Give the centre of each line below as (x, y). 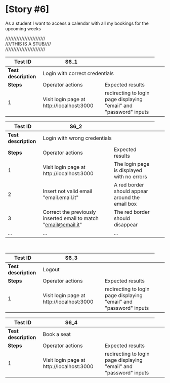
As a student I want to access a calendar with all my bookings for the (77, 23)
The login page (132, 164)
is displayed (128, 170)
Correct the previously (69, 212)
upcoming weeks (23, 28)
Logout (51, 269)
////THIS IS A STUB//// (28, 43)
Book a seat (57, 334)
